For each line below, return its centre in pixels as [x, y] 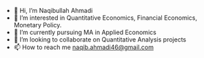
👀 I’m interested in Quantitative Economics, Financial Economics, [105, 18]
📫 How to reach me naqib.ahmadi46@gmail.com [83, 47]
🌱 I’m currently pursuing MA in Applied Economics [85, 32]
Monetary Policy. [38, 25]
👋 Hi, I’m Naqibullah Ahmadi [53, 11]
